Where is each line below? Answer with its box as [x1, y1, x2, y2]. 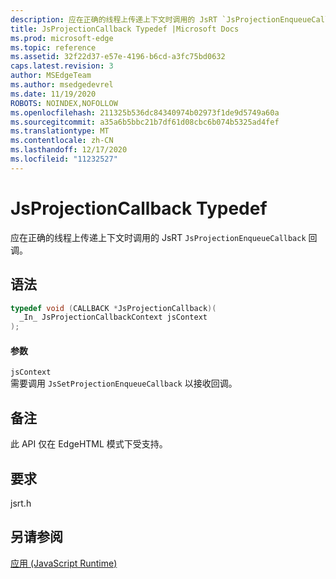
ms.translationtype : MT [10, 126, 110, 136]
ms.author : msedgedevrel [10, 80, 114, 90]
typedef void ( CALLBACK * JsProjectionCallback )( [10, 303, 217, 313]
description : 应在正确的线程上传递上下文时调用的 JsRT [10, 14, 218, 25]
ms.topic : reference [10, 42, 97, 53]
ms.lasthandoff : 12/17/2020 [10, 145, 128, 155]
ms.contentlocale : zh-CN [10, 136, 114, 146]
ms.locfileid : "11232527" [10, 154, 118, 164]
